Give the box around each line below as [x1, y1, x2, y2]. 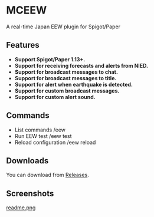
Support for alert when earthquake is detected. [14, 81, 133, 88]
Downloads [6, 156, 49, 166]
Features [6, 40, 40, 50]
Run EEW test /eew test [14, 132, 72, 139]
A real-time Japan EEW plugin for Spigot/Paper [6, 23, 121, 30]
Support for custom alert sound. [14, 93, 96, 100]
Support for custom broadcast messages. [14, 87, 120, 94]
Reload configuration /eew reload [14, 139, 96, 146]
